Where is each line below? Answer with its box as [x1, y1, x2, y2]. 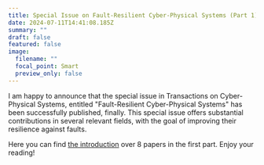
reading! [8, 148, 35, 157]
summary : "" [8, 26, 47, 34]
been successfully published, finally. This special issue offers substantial [8, 107, 244, 117]
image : [8, 48, 30, 56]
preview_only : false [15, 70, 82, 77]
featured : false [8, 41, 61, 48]
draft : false [8, 33, 51, 41]
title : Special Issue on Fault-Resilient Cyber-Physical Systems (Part [8, 11, 247, 20]
